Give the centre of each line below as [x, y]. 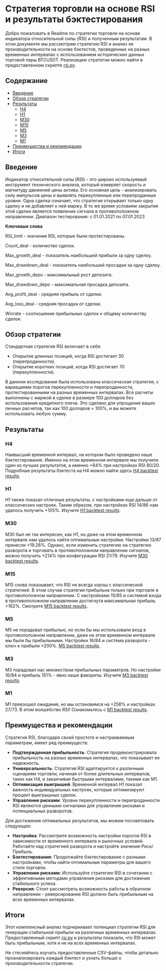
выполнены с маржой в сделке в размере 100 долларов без [69, 398]
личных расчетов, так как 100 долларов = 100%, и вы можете [71, 408]
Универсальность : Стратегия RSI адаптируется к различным [78, 768]
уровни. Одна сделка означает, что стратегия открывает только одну [79, 200]
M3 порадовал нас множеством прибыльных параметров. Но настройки [83, 670]
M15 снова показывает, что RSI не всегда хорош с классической [74, 585]
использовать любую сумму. [36, 414]
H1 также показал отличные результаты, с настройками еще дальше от [82, 500]
